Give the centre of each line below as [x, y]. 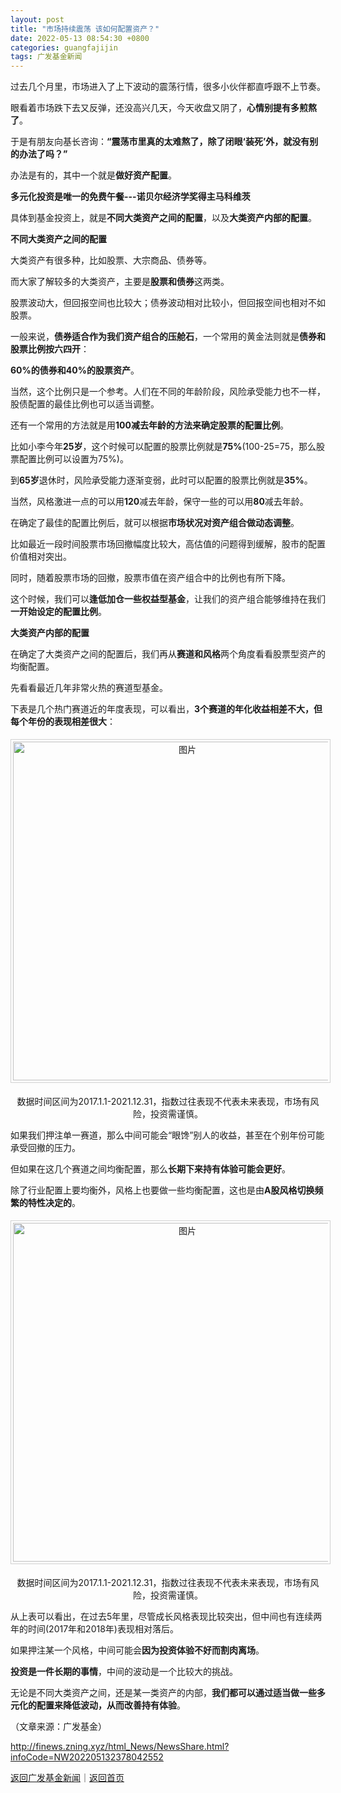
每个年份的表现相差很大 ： [63, 722]
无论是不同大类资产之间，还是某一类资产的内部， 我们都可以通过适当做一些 [163, 1693]
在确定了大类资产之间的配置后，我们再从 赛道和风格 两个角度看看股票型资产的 [168, 654]
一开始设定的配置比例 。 [58, 612]
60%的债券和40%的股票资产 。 [75, 370]
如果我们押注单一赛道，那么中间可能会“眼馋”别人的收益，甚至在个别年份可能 [167, 1135]
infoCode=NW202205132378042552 [87, 1757]
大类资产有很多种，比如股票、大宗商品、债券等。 [111, 260]
